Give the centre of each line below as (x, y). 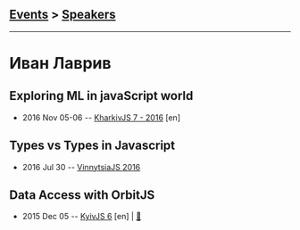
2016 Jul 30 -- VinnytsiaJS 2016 (81, 167)
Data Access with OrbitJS (82, 195)
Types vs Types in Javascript (92, 146)
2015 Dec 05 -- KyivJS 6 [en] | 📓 (82, 217)
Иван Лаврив (60, 63)
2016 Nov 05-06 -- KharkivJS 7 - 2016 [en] (101, 117)
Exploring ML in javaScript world (101, 96)
